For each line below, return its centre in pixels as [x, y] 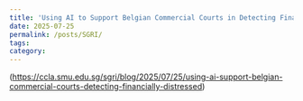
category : [28, 51]
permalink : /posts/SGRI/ [56, 34]
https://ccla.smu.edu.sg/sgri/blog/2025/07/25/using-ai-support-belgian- [147, 77]
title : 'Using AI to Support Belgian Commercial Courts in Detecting [143, 18]
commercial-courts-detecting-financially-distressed [106, 87]
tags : [19, 43]
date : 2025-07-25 [42, 26]
